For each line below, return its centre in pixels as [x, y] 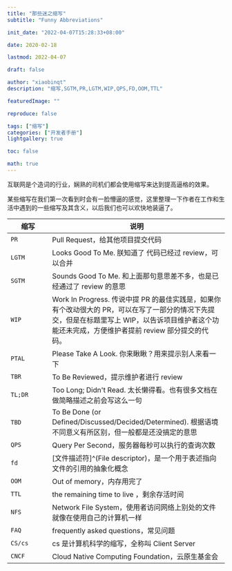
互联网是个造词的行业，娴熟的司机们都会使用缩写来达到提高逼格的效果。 [110, 184]
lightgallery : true [35, 139]
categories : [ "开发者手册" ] [45, 133]
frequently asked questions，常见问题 [114, 530]
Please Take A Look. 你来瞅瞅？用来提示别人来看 [130, 354]
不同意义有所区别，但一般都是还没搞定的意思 [125, 432]
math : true [23, 164]
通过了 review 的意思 [93, 286]
